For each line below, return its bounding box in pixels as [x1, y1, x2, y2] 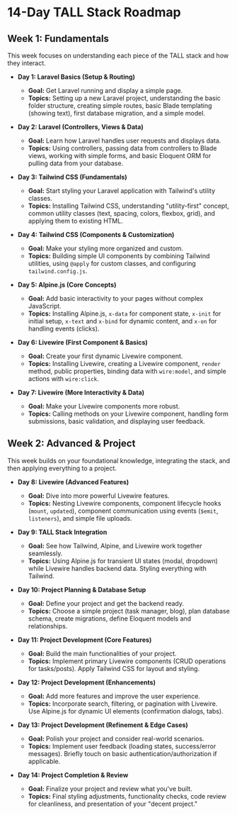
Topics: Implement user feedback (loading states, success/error [28, 742, 216, 750]
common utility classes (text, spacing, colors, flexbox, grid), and [28, 209, 216, 217]
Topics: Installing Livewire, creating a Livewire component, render [28, 360, 221, 367]
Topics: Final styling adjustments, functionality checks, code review [28, 792, 226, 800]
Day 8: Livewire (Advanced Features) [17, 477, 129, 486]
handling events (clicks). [28, 324, 100, 333]
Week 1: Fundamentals [7, 33, 110, 45]
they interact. [7, 59, 46, 67]
